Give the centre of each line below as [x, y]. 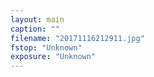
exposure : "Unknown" [53, 57]
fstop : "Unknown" [46, 47]
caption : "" [35, 29]
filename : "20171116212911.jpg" [77, 38]
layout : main [37, 19]
